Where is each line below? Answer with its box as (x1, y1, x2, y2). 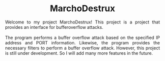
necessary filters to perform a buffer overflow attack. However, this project (5, 45, 160, 51)
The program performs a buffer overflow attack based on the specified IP (5, 35, 160, 41)
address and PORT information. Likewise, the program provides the (5, 40, 160, 45)
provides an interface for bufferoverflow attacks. (5, 24, 104, 30)
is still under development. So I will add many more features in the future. (5, 50, 153, 56)
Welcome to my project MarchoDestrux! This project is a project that (5, 19, 160, 25)
